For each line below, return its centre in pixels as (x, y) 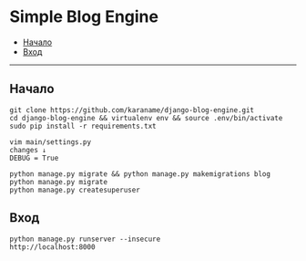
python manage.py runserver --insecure (85, 239)
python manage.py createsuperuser (75, 190)
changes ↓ (28, 150)
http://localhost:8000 (52, 247)
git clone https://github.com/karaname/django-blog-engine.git (132, 110)
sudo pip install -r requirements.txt (83, 126)
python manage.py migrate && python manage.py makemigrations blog (140, 174)
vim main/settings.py (51, 142)
